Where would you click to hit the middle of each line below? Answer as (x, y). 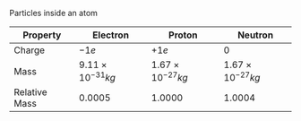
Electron (111, 35)
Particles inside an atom (54, 13)
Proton (184, 35)
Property (42, 35)
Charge (30, 50)
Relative (30, 92)
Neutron (255, 35)
